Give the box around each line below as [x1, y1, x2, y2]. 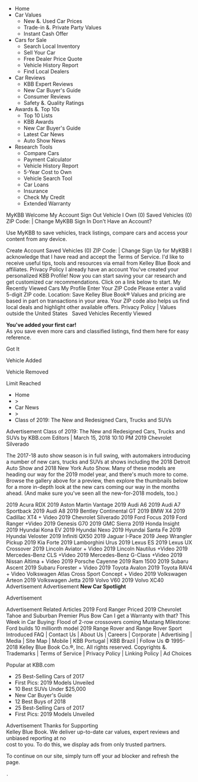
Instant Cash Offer [23, 30, 69, 37]
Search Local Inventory [23, 43, 80, 50]
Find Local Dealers [23, 68, 70, 75]
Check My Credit [23, 194, 65, 201]
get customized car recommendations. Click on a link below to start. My [6, 278, 181, 285]
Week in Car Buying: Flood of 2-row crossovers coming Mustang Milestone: [6, 619, 191, 625]
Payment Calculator [23, 156, 72, 163]
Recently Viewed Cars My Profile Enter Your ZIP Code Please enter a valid [6, 285, 186, 292]
